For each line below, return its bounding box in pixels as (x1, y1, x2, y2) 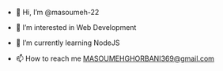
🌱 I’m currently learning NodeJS (15, 38, 120, 47)
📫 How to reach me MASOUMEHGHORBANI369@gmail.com (15, 54, 215, 63)
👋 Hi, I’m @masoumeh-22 (15, 8, 100, 17)
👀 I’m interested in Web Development (15, 23, 137, 32)
